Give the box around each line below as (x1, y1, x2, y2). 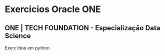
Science (5, 31, 31, 40)
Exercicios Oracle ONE (5, 4, 101, 15)
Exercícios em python (5, 45, 50, 51)
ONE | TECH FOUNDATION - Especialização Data (5, 24, 160, 32)
